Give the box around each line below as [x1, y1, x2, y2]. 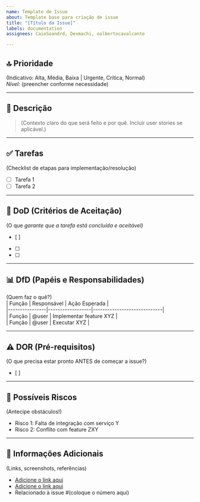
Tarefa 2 [14, 183, 36, 190]
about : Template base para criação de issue [6, 14, 118, 20]
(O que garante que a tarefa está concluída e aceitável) [6, 221, 143, 229]
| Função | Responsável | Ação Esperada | [6, 300, 109, 307]
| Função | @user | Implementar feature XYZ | [6, 313, 118, 320]
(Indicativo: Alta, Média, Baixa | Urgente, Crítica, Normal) [6, 74, 145, 81]
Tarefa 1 [14, 175, 35, 183]
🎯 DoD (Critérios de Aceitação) [6, 206, 122, 216]
